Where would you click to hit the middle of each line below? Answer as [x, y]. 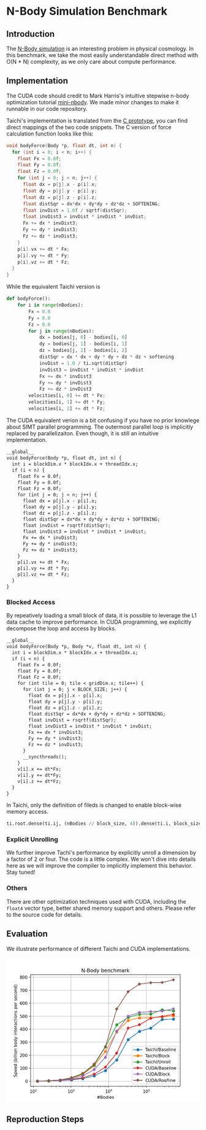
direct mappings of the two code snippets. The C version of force [89, 127]
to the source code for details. [44, 914]
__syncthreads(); [45, 757]
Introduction [31, 34]
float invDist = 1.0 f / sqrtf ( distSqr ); [75, 210]
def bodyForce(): [29, 299]
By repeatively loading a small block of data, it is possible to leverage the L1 [102, 616]
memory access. [28, 812]
